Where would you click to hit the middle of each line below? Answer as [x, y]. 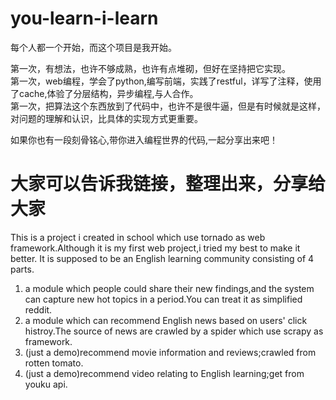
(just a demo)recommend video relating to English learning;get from [164, 373]
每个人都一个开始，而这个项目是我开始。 [93, 47]
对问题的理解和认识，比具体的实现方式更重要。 [106, 118]
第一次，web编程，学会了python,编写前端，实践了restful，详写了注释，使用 [166, 81]
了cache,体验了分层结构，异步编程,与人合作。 [104, 93]
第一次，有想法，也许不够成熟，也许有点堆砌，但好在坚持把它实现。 [150, 68]
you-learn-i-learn [84, 18]
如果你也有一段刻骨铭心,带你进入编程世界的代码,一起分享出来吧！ [144, 139]
